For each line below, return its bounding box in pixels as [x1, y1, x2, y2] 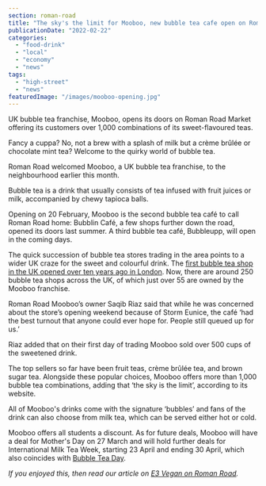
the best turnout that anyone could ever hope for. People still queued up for [8, 316, 254, 326]
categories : [8, 33, 47, 42]
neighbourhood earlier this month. [8, 170, 120, 180]
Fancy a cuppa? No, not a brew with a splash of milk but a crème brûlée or [8, 138, 251, 147]
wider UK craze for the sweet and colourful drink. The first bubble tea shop [8, 258, 253, 268]
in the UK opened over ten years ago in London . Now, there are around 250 [8, 267, 254, 277]
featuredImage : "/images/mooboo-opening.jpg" [8, 93, 161, 101]
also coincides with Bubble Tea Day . [8, 453, 127, 463]
